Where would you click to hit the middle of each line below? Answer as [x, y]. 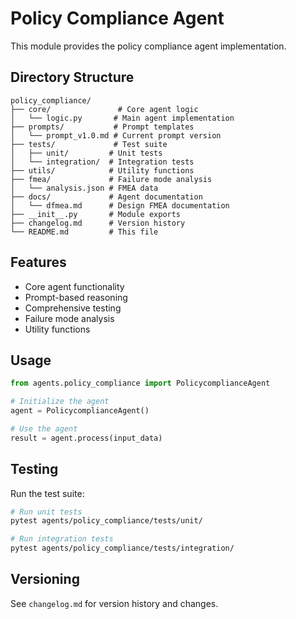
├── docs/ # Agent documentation [106, 197]
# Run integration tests [62, 539]
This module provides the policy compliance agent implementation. [148, 46]
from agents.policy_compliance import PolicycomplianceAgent [140, 383]
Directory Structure [72, 77]
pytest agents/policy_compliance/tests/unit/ [106, 521]
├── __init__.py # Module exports [96, 214]
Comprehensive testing [73, 308]
